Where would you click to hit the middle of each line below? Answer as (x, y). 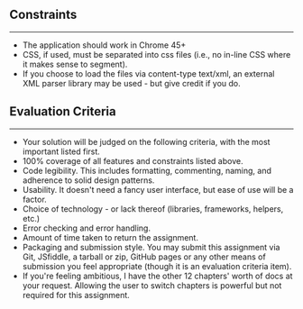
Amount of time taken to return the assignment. (110, 237)
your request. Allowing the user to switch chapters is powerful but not (152, 285)
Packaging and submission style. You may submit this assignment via (151, 247)
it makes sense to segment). (75, 64)
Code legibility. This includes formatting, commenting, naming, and (147, 170)
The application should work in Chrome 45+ (104, 45)
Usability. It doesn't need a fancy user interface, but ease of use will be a (158, 189)
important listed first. (61, 151)
